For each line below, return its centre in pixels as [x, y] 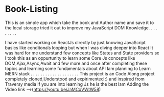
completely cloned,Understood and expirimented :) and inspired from [75, 79]
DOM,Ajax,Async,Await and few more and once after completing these [76, 63]
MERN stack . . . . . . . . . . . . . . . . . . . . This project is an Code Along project [80, 73]
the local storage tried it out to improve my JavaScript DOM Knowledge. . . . [81, 27]
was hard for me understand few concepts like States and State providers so [82, 53]
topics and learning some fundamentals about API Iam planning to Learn [78, 68]
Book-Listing [32, 9]
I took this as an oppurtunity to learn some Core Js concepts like [70, 58]
